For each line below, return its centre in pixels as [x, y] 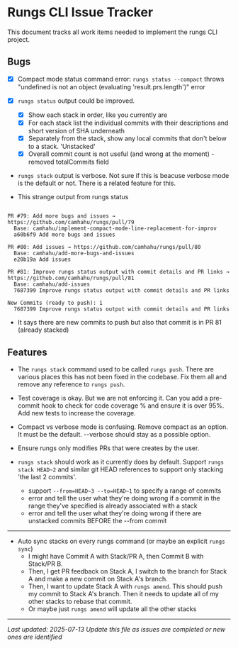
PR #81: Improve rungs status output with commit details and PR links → [119, 272]
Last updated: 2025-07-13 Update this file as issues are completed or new [116, 629]
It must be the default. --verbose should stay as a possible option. [114, 434]
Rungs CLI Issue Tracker [80, 12]
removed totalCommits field [69, 162]
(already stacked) [43, 330]
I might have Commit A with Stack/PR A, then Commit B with [116, 556]
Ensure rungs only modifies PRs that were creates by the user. [108, 448]
